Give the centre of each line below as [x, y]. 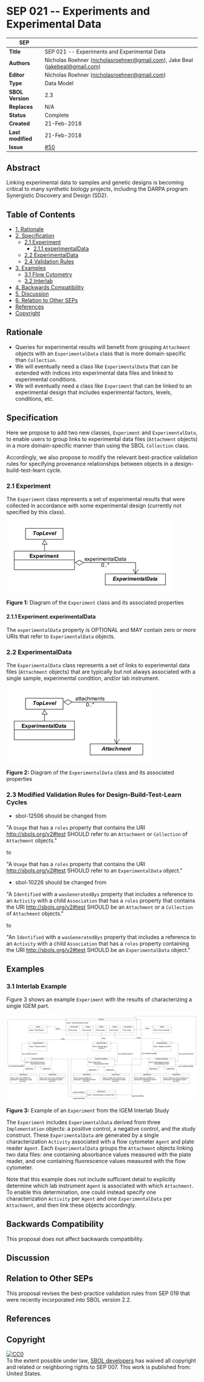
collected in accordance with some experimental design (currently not [94, 505]
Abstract [23, 168]
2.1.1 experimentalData [61, 249]
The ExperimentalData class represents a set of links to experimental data [98, 665]
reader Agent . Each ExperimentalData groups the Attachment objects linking [100, 1148]
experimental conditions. [46, 379]
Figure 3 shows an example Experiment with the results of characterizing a [99, 999]
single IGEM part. [28, 1006]
